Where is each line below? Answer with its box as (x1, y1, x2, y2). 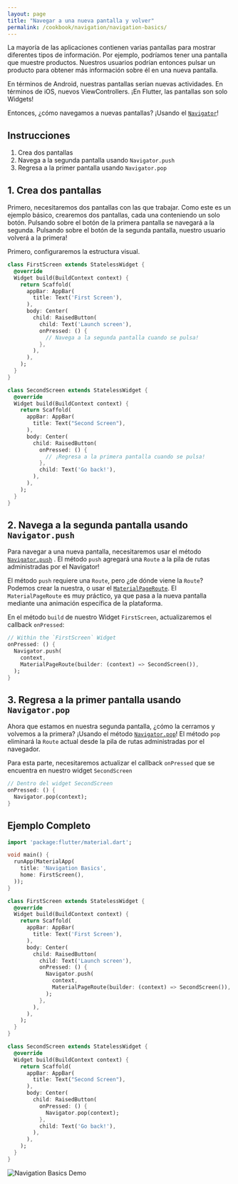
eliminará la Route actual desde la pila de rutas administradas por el (7, 738, 205, 746)
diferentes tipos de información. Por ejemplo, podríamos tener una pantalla (7, 51, 228, 59)
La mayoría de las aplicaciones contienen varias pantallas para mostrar (7, 44, 216, 52)
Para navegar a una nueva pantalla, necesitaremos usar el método (7, 547, 202, 556)
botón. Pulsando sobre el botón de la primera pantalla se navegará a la (7, 218, 215, 227)
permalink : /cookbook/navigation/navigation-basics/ (7, 24, 167, 31)
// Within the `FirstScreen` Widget (7, 634, 116, 642)
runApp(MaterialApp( (14, 858, 75, 865)
